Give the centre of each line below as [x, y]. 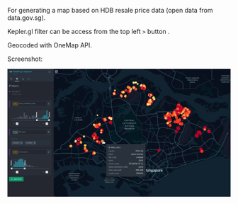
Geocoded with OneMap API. [50, 45]
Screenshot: [25, 59]
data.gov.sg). [27, 18]
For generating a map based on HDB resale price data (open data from [110, 10]
